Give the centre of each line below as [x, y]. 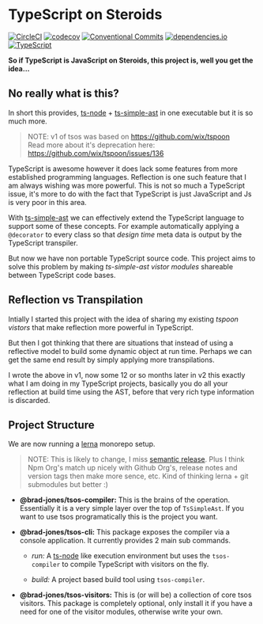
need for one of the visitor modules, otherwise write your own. [121, 612]
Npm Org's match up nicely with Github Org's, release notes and [133, 468]
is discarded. [29, 400]
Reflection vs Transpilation [76, 300]
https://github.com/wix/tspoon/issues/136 [96, 153]
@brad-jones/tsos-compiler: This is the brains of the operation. [125, 500]
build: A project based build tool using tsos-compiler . [118, 580]
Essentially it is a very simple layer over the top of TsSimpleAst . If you [132, 508]
